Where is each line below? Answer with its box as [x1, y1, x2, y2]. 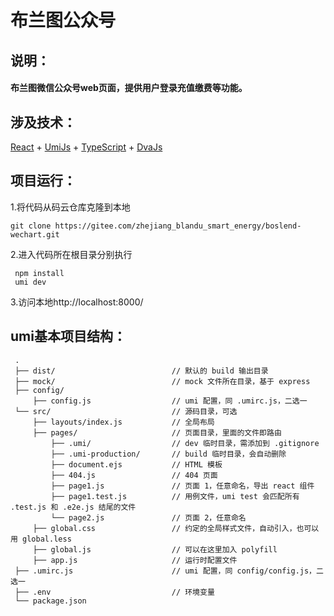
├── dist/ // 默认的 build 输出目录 [14, 366, 269, 376]
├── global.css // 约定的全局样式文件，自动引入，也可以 [32, 523, 320, 533]
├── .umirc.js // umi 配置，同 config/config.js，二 [14, 566, 324, 576]
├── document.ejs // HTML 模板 [50, 459, 223, 470]
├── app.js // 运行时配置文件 [32, 555, 238, 565]
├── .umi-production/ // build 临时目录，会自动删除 [50, 449, 287, 459]
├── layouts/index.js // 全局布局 [32, 417, 215, 427]
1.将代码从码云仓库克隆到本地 [10, 201, 131, 213]
